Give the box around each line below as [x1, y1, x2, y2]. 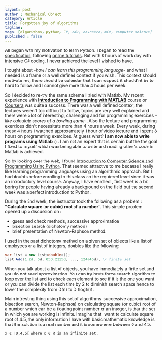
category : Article [5, 16, 42, 21]
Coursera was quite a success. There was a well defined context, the [5, 102, 143, 108]
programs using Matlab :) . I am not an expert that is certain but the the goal [5, 138, 158, 144]
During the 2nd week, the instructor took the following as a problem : [5, 198, 142, 204]
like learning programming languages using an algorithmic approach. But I [5, 168, 152, 174]
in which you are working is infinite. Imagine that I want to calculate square [5, 311, 154, 317]
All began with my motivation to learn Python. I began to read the [5, 47, 134, 53]
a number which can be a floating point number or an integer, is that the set [5, 306, 156, 312]
